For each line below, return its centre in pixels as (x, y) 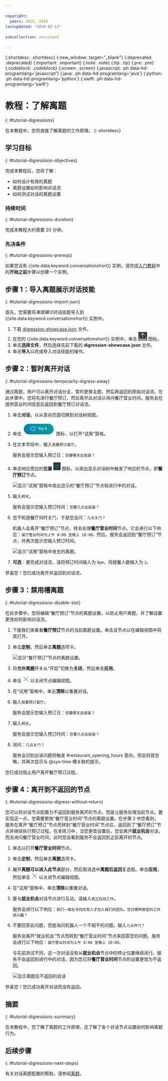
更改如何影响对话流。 (27, 619)
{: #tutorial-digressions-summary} (40, 1017)
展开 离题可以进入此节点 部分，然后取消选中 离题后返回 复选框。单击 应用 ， (87, 869)
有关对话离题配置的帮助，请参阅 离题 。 (44, 1073)
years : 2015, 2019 (29, 21)
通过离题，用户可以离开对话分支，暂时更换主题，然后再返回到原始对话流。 (82, 391)
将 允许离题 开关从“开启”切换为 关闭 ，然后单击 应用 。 (65, 668)
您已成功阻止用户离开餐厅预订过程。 (42, 772)
